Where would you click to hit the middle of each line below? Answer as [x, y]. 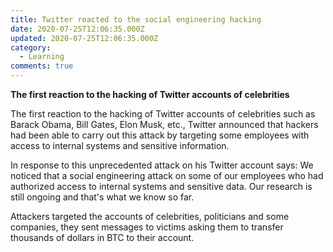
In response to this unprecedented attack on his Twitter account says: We [162, 165]
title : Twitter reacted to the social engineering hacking [136, 19]
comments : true [42, 66]
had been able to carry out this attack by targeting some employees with [160, 135]
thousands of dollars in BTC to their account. [102, 237]
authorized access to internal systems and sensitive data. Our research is [161, 186]
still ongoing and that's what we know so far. [102, 197]
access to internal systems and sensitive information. [120, 145]
